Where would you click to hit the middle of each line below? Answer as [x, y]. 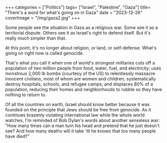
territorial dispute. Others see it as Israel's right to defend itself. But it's [78, 33]
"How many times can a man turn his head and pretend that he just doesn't [82, 125]
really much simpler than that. [36, 38]
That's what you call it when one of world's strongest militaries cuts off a [80, 63]
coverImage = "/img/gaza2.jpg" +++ [43, 18]
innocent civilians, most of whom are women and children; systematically [80, 79]
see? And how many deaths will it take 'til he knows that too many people [80, 131]
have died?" [17, 136]
